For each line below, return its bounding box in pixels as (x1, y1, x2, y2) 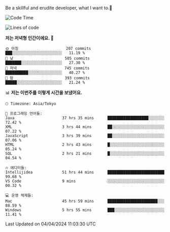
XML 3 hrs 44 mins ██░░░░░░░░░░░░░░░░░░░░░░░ (5, 124, 165, 129)
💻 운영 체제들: (5, 193, 34, 198)
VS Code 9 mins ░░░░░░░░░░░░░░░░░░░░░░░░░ (5, 179, 165, 184)
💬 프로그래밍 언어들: (5, 111, 43, 116)
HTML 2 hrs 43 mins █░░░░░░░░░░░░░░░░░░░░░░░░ (5, 142, 165, 147)
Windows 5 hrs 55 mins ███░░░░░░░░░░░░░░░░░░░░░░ (5, 208, 165, 213)
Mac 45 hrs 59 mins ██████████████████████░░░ (5, 198, 165, 204)
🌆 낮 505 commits (5, 56, 90, 61)
